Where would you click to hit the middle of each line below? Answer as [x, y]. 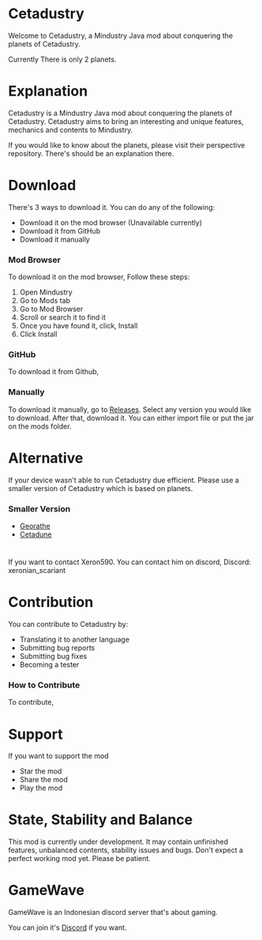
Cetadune [36, 534]
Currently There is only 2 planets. [62, 59]
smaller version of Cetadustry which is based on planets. [101, 488]
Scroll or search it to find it [63, 317]
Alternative [46, 458]
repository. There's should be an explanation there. [91, 153]
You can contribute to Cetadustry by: [68, 624]
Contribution [51, 603]
